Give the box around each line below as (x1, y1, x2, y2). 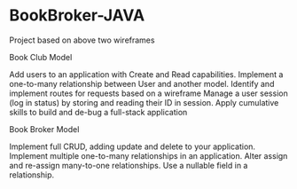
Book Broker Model (9, 123, 80, 134)
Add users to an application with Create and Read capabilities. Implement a (9, 68, 284, 80)
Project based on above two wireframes (9, 35, 155, 45)
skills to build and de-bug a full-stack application (9, 106, 188, 117)
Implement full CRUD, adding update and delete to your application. (9, 141, 255, 152)
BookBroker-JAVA (9, 5, 145, 26)
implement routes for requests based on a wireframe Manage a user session (9, 88, 288, 98)
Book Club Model (9, 51, 73, 62)
